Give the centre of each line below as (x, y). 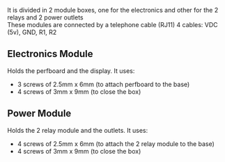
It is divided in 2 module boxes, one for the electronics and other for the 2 (113, 10)
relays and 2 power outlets (45, 17)
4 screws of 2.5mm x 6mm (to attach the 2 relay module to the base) (116, 144)
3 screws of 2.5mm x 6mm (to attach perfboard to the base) (103, 84)
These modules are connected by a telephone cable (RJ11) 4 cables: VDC (113, 25)
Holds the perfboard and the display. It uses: (71, 71)
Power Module (39, 114)
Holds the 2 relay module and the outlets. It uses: (78, 130)
